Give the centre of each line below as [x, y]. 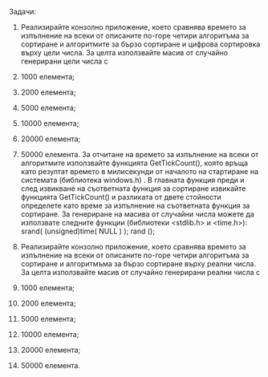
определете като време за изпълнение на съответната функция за [135, 205]
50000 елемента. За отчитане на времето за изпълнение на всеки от [140, 154]
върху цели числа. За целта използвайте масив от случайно [124, 53]
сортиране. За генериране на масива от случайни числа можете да [138, 214]
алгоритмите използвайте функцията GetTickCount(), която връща [134, 163]
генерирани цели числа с [64, 61]
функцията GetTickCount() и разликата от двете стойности [121, 197]
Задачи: [23, 12]
